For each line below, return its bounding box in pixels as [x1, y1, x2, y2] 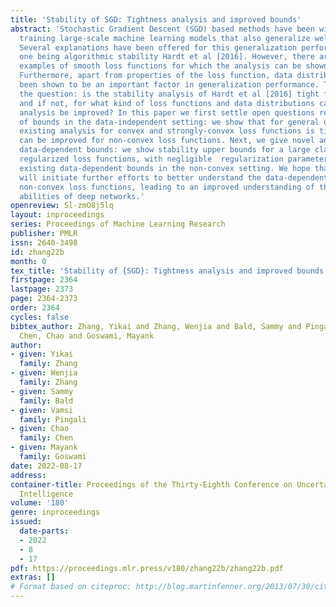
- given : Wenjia [10, 368, 78, 378]
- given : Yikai [10, 349, 74, 360]
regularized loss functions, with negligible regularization [19, 154, 284, 164]
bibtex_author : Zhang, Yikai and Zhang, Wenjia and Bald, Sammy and [10, 321, 302, 331]
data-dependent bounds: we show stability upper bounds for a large [19, 145, 311, 155]
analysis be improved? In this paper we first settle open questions [19, 107, 315, 118]
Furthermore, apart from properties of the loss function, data [19, 71, 293, 81]
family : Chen [19, 433, 74, 443]
